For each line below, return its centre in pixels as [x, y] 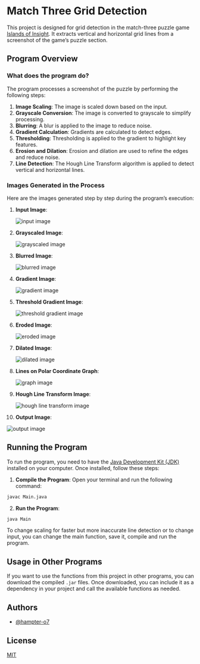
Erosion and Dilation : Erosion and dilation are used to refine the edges [102, 151]
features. [26, 145]
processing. [30, 119]
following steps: [26, 95]
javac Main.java [27, 497]
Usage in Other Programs [55, 561]
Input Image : [31, 209]
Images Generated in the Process [56, 185]
